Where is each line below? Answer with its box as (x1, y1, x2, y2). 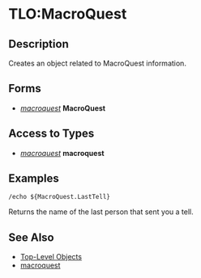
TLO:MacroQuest (8, 5, 127, 23)
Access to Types (8, 127, 95, 141)
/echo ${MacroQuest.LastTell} (8, 193, 111, 201)
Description (8, 37, 69, 51)
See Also (8, 230, 54, 244)
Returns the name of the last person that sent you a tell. (8, 207, 194, 217)
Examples (8, 171, 59, 186)
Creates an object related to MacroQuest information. (8, 58, 186, 68)
